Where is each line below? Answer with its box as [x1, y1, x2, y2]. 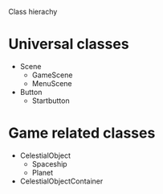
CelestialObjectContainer [19, 176, 104, 186]
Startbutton [31, 96, 70, 105]
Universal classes [8, 35, 130, 53]
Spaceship [31, 159, 67, 168]
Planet [31, 167, 54, 177]
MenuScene [31, 78, 72, 88]
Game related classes [8, 124, 156, 142]
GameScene [31, 70, 73, 80]
